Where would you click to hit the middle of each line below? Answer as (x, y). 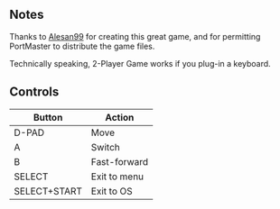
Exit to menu (117, 177)
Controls (34, 92)
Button (48, 117)
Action (120, 117)
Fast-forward (120, 161)
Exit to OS (112, 191)
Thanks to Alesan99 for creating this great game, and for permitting (135, 36)
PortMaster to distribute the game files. (82, 46)
